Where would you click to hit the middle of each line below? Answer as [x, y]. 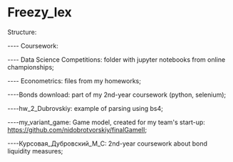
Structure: [22, 32]
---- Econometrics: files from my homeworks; [74, 81]
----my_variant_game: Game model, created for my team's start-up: [106, 122]
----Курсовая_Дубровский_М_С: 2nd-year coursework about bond [108, 144]
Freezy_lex [40, 12]
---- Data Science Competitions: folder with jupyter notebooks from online [116, 59]
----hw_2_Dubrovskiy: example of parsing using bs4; [86, 108]
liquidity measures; [35, 151]
